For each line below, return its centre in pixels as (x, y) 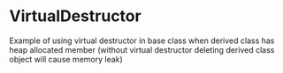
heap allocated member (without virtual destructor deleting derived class (142, 49)
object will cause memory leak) (66, 59)
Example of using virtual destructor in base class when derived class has (142, 40)
